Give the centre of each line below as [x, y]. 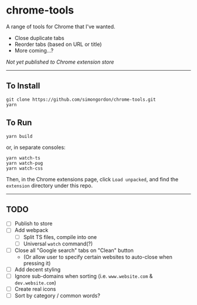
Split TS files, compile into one [60, 237]
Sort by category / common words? [57, 296]
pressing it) [37, 263]
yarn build [19, 136]
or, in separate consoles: [36, 147]
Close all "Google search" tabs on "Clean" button [74, 250]
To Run [19, 123]
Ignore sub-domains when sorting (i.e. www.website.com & [84, 276]
